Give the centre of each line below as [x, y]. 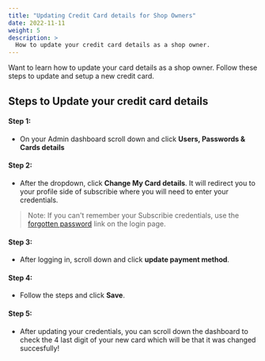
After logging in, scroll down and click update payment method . [124, 259]
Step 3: [21, 242]
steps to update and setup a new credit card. [81, 76]
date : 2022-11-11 [37, 23]
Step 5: [21, 313]
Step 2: [21, 165]
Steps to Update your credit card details [108, 101]
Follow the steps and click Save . [72, 295]
